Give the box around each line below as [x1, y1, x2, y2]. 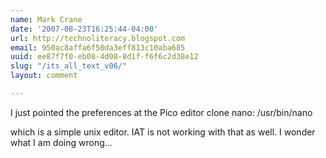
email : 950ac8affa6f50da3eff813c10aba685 [10, 42, 186, 53]
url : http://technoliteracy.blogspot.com [10, 33, 186, 43]
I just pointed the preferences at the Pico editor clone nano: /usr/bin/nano [10, 106, 313, 118]
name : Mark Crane [10, 14, 83, 25]
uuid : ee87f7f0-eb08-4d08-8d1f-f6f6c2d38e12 [10, 52, 199, 62]
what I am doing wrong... [10, 136, 113, 148]
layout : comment [10, 71, 78, 81]
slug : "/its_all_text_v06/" [10, 61, 128, 71]
